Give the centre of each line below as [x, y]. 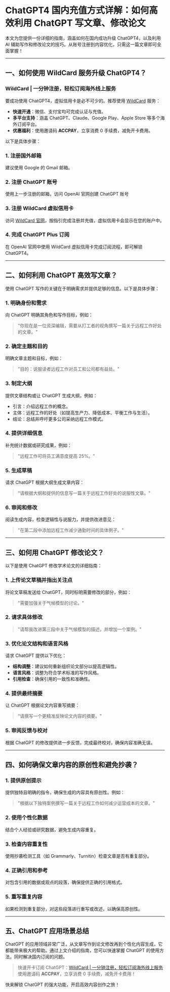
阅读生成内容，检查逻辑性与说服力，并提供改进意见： [61, 519]
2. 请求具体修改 [24, 617]
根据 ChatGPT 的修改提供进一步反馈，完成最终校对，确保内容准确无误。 [80, 742]
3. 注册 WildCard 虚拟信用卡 [39, 208]
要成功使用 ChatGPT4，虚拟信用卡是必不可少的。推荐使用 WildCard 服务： [83, 101]
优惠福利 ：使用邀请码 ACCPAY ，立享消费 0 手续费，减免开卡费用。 [83, 130]
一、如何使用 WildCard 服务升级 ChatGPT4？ [76, 73]
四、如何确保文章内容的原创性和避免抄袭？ [72, 765]
